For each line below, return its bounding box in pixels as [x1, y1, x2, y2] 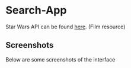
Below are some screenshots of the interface [5, 56, 116, 63]
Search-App [5, 4, 67, 17]
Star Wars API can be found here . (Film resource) [5, 23, 126, 30]
